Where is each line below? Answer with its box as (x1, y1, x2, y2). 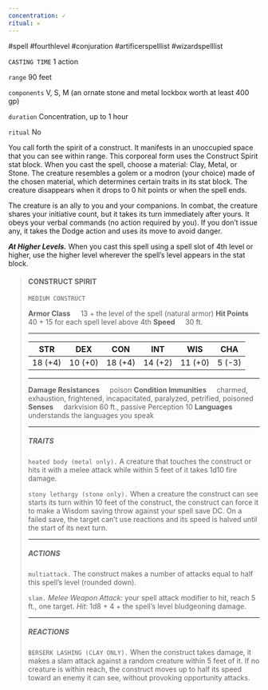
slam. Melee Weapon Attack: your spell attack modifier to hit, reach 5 (27, 592, 256, 602)
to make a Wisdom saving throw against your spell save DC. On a (27, 505, 242, 516)
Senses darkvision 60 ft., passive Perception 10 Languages (27, 401, 233, 412)
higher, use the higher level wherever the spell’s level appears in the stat (8, 249, 246, 260)
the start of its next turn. (27, 523, 108, 532)
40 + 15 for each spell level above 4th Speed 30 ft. (27, 317, 203, 326)
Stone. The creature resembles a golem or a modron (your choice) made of (8, 168, 255, 177)
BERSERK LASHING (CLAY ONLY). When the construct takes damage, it (27, 647, 251, 656)
